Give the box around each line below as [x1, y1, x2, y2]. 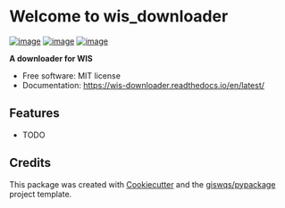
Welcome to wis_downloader [9, 6, 229, 27]
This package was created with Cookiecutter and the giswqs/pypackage [9, 179, 276, 189]
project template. [9, 188, 72, 199]
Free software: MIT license [21, 70, 121, 81]
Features [9, 105, 60, 121]
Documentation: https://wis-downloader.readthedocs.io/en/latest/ [21, 79, 265, 90]
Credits [9, 155, 52, 171]
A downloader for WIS [9, 53, 93, 63]
